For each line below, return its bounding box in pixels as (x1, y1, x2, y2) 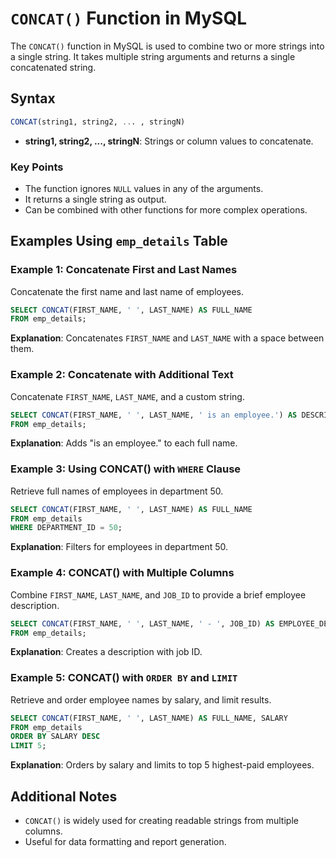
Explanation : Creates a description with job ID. (10, 646, 203, 658)
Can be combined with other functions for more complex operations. (24, 203, 308, 216)
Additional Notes (10, 788, 118, 805)
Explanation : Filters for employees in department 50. (10, 541, 229, 553)
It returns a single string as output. (24, 193, 167, 205)
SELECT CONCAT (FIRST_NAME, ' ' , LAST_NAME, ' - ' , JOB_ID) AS (10, 618, 275, 629)
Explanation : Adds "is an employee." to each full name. (10, 437, 238, 449)
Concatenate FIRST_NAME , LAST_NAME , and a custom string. (10, 390, 245, 402)
